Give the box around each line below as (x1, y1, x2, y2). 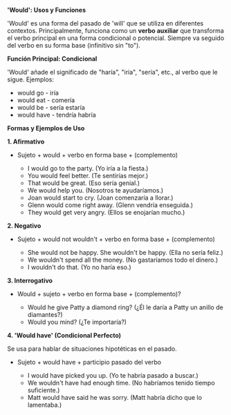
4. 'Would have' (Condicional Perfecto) (7, 331, 122, 339)
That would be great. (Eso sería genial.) (27, 179, 140, 187)
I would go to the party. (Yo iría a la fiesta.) (27, 164, 149, 172)
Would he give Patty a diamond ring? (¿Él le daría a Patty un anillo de (27, 303, 223, 311)
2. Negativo (7, 222, 41, 230)
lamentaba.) (27, 400, 62, 409)
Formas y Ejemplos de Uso (7, 124, 85, 132)
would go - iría (17, 89, 59, 97)
